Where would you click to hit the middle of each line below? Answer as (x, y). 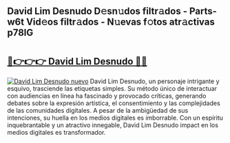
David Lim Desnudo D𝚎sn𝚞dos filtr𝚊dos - (97, 11)
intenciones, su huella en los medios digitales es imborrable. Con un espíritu (115, 118)
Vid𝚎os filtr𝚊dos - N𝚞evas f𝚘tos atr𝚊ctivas (121, 22)
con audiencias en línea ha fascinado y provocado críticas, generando (107, 96)
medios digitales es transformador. (56, 132)
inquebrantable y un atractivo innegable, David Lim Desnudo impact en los (113, 125)
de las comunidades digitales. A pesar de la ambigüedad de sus (98, 110)
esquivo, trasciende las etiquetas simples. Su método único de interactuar (112, 88)
